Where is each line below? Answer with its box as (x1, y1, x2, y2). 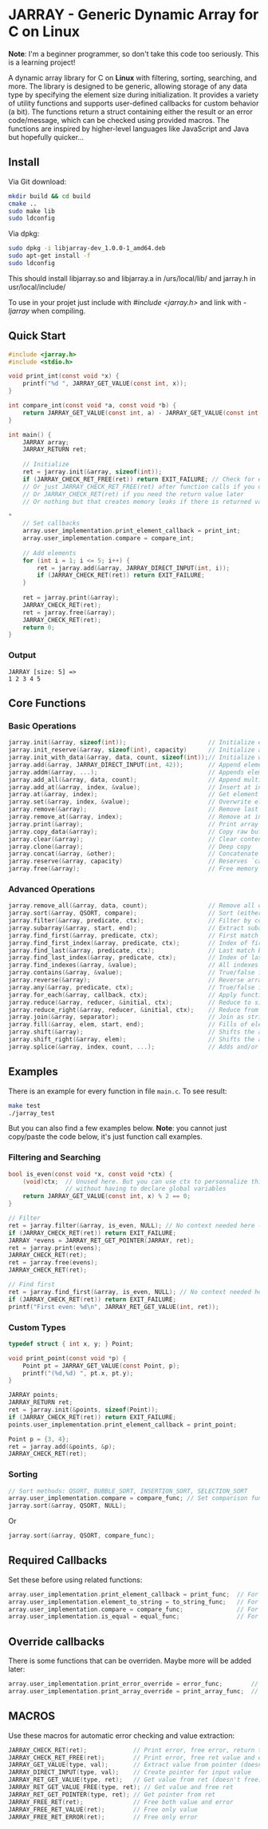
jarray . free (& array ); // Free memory (8, 865, 259, 873)
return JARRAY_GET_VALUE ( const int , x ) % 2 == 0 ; (22, 1192, 191, 1200)
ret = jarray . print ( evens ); (8, 1244, 102, 1252)
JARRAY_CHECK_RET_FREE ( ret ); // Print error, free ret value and (8, 1753, 255, 1762)
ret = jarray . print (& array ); (22, 593, 120, 602)
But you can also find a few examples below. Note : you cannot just (8, 1124, 227, 1133)
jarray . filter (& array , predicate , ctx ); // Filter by (8, 917, 251, 925)
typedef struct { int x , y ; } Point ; (8, 1339, 134, 1347)
